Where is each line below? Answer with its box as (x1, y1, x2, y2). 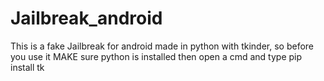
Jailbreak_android (10, 7, 163, 30)
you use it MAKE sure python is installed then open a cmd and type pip (10, 50, 303, 62)
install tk (10, 61, 45, 73)
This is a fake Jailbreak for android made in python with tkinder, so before (10, 40, 315, 52)
